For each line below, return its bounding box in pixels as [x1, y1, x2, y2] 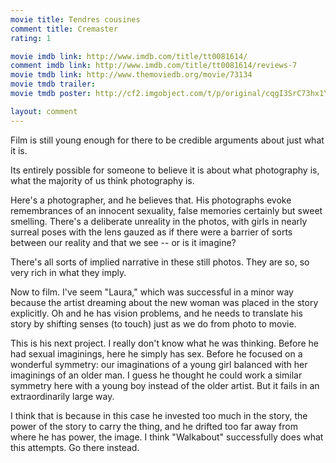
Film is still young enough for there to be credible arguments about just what [10, 134, 325, 146]
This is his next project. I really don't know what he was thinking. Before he [10, 337, 320, 349]
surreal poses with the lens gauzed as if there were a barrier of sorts [10, 226, 293, 238]
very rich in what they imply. [10, 266, 127, 278]
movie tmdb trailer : [10, 79, 97, 90]
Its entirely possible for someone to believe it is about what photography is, [10, 164, 320, 176]
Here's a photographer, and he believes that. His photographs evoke [10, 194, 292, 206]
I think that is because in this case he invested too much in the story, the [10, 409, 308, 421]
